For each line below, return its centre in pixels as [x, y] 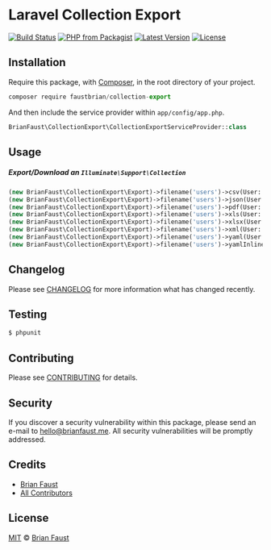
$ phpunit [25, 333]
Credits [27, 465]
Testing [28, 315]
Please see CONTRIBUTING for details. [73, 377]
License [29, 518]
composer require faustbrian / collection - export [90, 97]
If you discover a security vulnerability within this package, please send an [132, 422]
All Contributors [46, 493]
